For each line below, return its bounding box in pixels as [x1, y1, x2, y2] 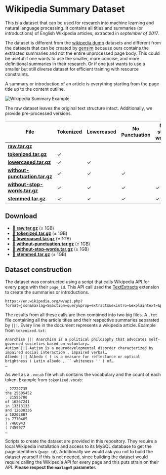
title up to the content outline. [5, 86, 65, 92]
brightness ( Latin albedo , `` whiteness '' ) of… [5, 359, 114, 364]
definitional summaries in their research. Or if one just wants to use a [5, 61, 145, 67]
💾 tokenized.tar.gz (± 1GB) [12, 230, 68, 236]
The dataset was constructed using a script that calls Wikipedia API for [5, 279, 150, 285]
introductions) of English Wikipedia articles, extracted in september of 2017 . [5, 30, 160, 36]
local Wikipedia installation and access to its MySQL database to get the [5, 443, 152, 449]
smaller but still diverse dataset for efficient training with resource [5, 66, 139, 72]
